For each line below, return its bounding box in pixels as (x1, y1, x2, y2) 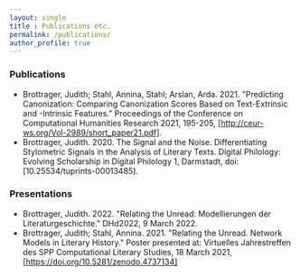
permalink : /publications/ (9, 30, 111, 39)
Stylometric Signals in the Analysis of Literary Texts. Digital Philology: (22, 146, 282, 157)
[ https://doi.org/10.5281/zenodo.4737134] (22, 256, 178, 267)
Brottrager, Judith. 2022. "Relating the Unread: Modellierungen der (22, 208, 272, 219)
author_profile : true (9, 38, 91, 48)
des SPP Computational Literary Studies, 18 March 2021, (22, 246, 233, 257)
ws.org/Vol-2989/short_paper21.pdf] (22, 127, 160, 138)
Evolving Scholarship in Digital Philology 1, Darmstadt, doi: (22, 155, 239, 167)
